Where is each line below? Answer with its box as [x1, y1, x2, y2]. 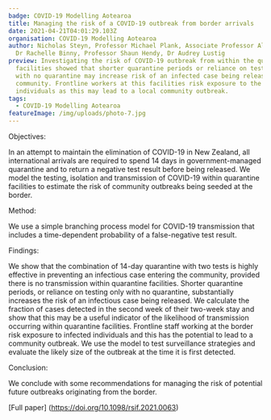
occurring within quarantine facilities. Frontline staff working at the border [8, 321, 254, 331]
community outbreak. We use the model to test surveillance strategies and [8, 338, 256, 348]
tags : [8, 94, 27, 103]
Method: [8, 206, 36, 215]
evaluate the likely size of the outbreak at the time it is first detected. [8, 347, 236, 356]
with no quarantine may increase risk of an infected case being [15, 72, 240, 80]
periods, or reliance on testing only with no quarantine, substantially [8, 288, 234, 296]
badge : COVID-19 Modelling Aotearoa [8, 11, 131, 20]
